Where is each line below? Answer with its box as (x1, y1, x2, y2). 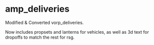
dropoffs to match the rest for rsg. (5, 34, 75, 40)
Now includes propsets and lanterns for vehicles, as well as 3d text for (5, 29, 149, 35)
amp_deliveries (5, 3, 70, 15)
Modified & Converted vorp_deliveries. (5, 20, 84, 25)
